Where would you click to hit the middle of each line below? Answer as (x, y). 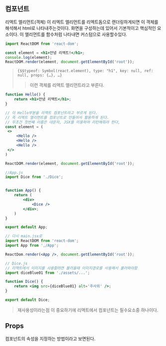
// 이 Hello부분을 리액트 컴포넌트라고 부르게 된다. (51, 113)
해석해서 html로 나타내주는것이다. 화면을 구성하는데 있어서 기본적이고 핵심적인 (81, 28)
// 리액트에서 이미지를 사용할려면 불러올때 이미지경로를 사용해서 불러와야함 (71, 268)
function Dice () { (24, 282)
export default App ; (27, 227)
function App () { (23, 191)
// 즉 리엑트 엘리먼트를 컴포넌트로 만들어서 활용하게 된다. (57, 117)
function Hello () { (25, 95)
